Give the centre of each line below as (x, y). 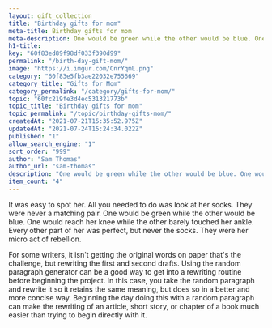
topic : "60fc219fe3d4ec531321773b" (68, 99)
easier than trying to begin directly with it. (78, 315)
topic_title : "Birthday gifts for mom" (76, 106)
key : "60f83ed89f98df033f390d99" (65, 53)
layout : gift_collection (50, 16)
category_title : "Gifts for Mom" (65, 83)
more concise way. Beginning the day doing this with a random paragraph (132, 297)
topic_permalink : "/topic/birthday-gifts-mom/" (90, 114)
